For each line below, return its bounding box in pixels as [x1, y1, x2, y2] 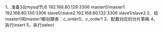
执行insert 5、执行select [5, 22, 54, 28]
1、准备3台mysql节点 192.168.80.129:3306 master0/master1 [5, 4, 125, 10]
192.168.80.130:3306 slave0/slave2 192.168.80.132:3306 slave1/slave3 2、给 [5, 10, 159, 16]
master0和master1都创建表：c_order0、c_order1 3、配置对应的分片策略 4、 [5, 16, 158, 21]
